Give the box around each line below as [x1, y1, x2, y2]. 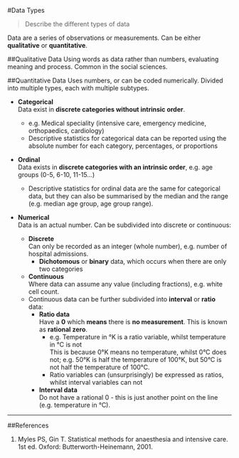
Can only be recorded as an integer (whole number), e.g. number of [28, 242, 228, 250]
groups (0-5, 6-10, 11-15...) [17, 171, 95, 179]
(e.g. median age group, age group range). [28, 199, 154, 208]
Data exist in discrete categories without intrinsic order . [17, 105, 186, 113]
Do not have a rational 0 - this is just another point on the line [38, 393, 218, 401]
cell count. [28, 287, 60, 296]
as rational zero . [38, 325, 87, 334]
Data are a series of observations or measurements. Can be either [7, 33, 201, 42]
